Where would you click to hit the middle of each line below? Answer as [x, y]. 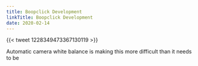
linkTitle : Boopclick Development [50, 17]
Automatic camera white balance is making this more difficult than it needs [99, 52]
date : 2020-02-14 [28, 23]
